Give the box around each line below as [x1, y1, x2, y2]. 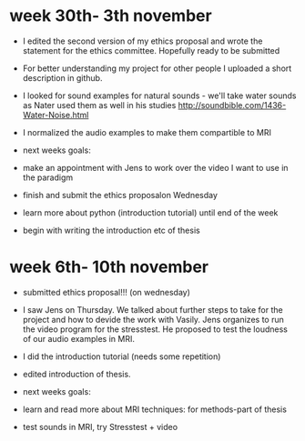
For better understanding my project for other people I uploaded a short [22, 63, 292, 74]
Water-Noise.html [22, 109, 89, 120]
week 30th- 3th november [9, 5, 212, 26]
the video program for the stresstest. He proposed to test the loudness [22, 324, 289, 335]
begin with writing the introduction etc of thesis [22, 225, 200, 236]
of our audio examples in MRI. [22, 333, 135, 344]
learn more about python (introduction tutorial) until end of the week [22, 206, 279, 218]
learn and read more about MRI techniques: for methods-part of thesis [22, 404, 287, 415]
